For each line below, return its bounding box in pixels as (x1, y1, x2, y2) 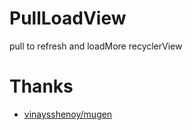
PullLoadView (9, 7, 127, 30)
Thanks (9, 75, 74, 98)
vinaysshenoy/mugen (23, 108, 113, 120)
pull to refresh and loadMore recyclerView (9, 40, 183, 52)
